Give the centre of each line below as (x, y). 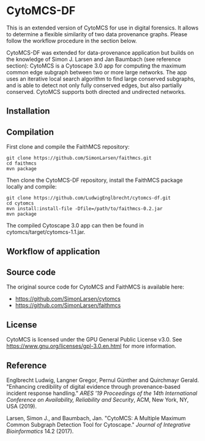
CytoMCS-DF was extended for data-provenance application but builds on (100, 52)
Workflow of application (53, 252)
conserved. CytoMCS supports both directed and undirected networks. (96, 92)
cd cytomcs (20, 203)
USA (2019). (21, 406)
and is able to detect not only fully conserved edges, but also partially (94, 85)
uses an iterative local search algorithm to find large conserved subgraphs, (101, 79)
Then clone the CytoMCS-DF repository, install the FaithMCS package (95, 180)
